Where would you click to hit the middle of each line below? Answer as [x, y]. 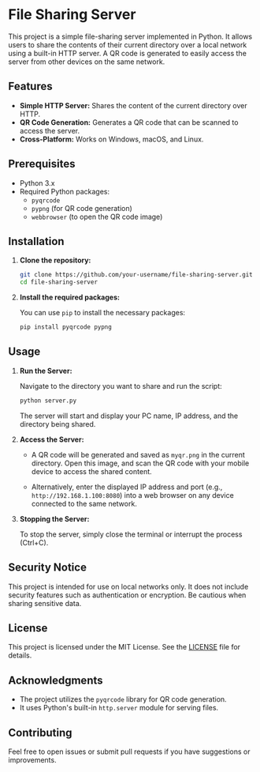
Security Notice [47, 568]
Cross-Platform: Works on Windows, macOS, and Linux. [111, 139]
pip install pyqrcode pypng [65, 327]
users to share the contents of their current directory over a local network [128, 44]
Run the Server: [46, 371]
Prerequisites [42, 164]
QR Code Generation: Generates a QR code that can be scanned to [129, 122]
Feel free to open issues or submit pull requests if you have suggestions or [129, 751]
